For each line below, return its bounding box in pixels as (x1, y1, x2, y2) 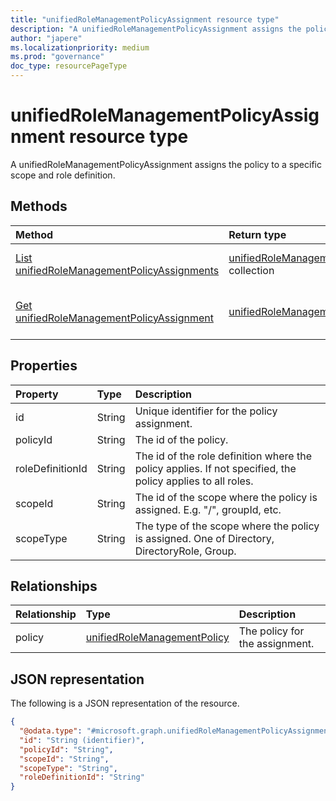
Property (15, 387, 59, 401)
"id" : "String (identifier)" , (19, 735, 145, 745)
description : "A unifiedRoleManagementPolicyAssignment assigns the (10, 24, 302, 34)
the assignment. (238, 637, 315, 651)
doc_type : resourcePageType (10, 61, 128, 71)
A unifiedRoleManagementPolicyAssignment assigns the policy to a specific (10, 158, 322, 170)
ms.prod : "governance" (10, 52, 105, 62)
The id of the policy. (134, 432, 229, 446)
